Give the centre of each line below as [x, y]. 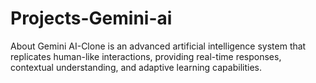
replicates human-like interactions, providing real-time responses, [146, 56]
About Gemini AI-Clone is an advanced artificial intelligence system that [158, 46]
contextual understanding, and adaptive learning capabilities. [136, 67]
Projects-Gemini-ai [91, 18]
